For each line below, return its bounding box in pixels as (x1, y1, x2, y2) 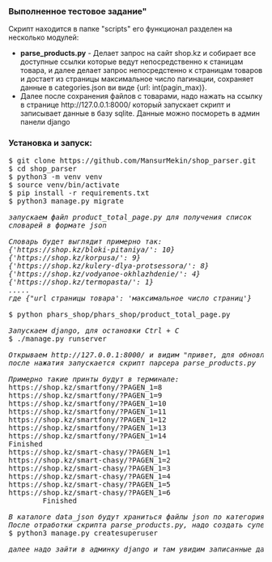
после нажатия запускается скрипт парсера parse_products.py (8, 358, 257, 368)
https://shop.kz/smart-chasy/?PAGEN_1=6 (8, 487, 172, 497)
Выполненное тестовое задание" (8, 6, 147, 17)
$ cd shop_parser (8, 164, 77, 173)
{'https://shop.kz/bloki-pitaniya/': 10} (8, 245, 176, 254)
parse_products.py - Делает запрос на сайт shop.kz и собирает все (19, 49, 257, 58)
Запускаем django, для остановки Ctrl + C (8, 326, 180, 335)
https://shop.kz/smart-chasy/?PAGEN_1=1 (8, 447, 172, 457)
